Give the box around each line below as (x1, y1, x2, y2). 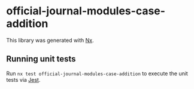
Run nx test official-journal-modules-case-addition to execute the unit (6, 70, 189, 77)
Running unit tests (6, 54, 76, 64)
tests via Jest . (6, 76, 41, 83)
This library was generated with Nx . (6, 36, 94, 44)
